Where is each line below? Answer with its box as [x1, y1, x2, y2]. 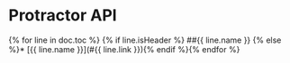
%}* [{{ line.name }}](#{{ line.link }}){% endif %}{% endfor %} [8, 43, 240, 54]
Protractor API [8, 5, 118, 26]
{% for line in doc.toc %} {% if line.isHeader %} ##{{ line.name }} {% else [8, 35, 282, 45]
